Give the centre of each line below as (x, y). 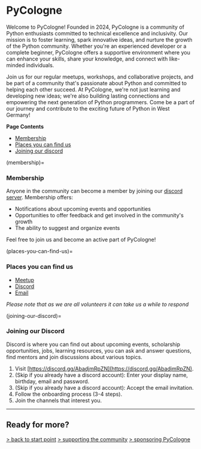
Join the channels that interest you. (58, 400)
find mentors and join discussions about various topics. (74, 357)
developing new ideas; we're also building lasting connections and (88, 96)
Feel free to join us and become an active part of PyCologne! (81, 239)
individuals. (40, 65)
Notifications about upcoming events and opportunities (83, 209)
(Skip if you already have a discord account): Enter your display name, (101, 375)
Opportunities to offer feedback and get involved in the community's (99, 216)
